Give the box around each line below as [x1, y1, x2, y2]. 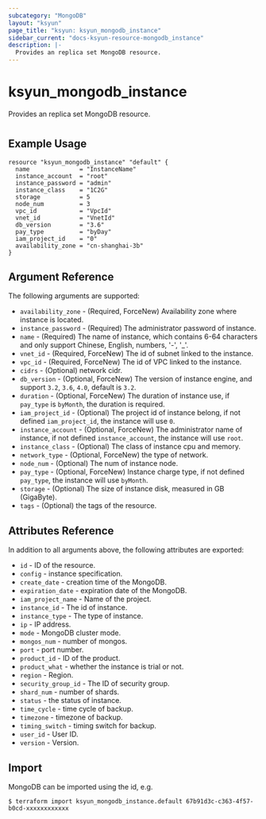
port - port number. [19, 645, 84, 654]
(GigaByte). [19, 492, 58, 502]
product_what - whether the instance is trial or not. [19, 662, 184, 672]
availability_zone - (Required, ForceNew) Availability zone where [19, 307, 237, 316]
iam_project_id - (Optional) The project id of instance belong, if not [19, 408, 241, 417]
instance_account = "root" [15, 172, 109, 180]
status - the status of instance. [19, 696, 121, 705]
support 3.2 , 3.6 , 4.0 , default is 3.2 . [19, 382, 137, 392]
